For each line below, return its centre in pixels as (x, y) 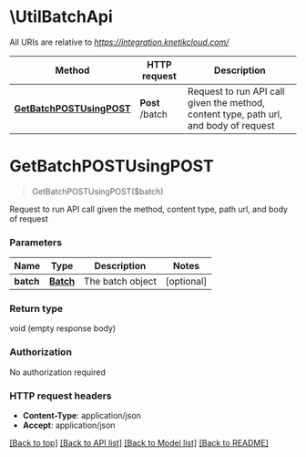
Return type (36, 309)
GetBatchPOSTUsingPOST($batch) (97, 191)
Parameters (36, 242)
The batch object (120, 282)
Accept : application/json (69, 425)
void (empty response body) (63, 328)
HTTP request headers (61, 396)
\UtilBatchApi (61, 17)
